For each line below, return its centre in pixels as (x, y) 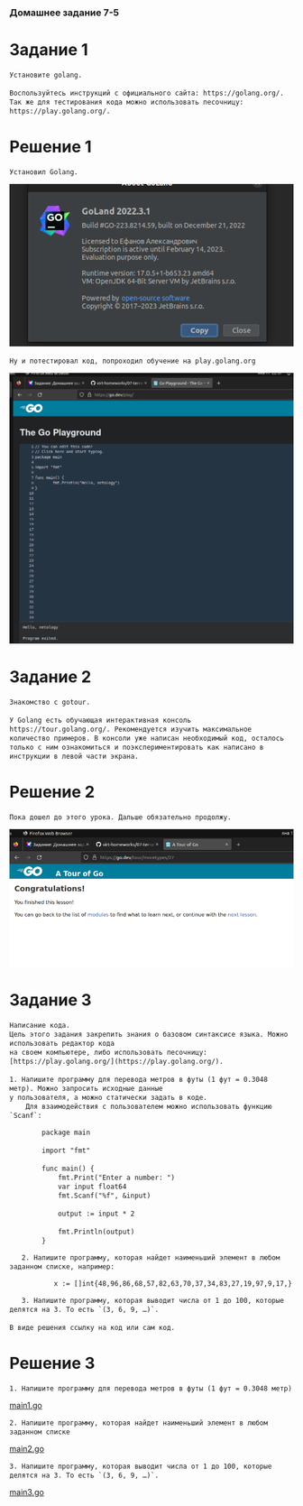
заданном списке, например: (62, 1267)
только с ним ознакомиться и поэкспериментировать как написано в (137, 747)
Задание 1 (49, 50)
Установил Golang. (44, 172)
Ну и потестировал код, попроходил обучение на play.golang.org (133, 361)
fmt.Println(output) (96, 1232)
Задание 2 (50, 677)
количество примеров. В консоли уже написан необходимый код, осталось (147, 738)
